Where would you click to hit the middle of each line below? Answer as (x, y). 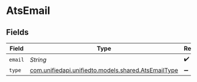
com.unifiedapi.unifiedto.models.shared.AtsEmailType (104, 70)
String (38, 59)
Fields (18, 32)
